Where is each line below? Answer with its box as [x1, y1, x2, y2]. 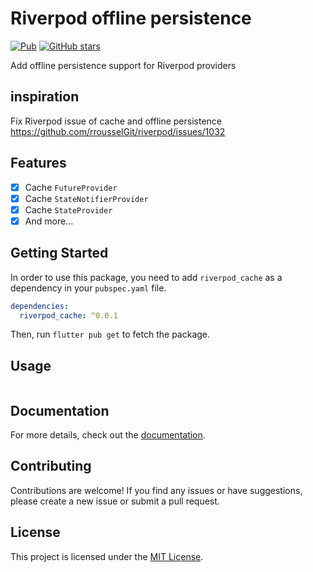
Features [10, 155, 67, 172]
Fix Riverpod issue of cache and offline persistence [10, 115, 223, 127]
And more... [24, 215, 74, 227]
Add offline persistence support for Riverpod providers [10, 59, 237, 71]
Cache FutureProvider [24, 181, 118, 193]
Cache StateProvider [24, 203, 113, 216]
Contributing [10, 458, 92, 475]
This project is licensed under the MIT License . [10, 550, 204, 562]
